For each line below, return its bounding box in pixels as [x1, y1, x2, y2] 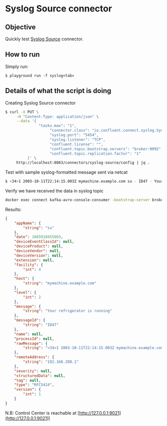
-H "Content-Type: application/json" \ [16, 114, 99, 119]
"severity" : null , [14, 368, 52, 373]
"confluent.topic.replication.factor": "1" [49, 151, 141, 156]
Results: [5, 206, 22, 212]
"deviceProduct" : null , [14, 244, 64, 249]
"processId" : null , [14, 336, 55, 341]
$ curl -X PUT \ [5, 109, 39, 114]
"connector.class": [49, 128, 90, 133]
